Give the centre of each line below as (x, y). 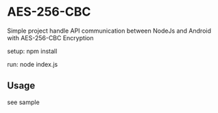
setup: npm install (32, 51)
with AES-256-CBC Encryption (50, 37)
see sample (23, 102)
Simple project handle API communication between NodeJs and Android (109, 31)
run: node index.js (33, 64)
